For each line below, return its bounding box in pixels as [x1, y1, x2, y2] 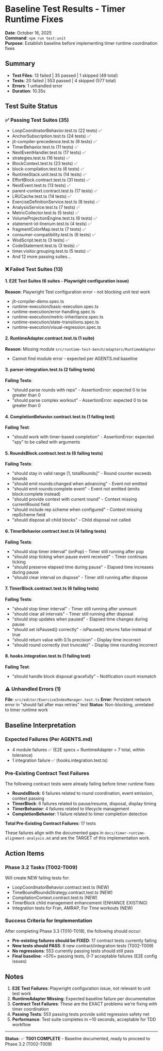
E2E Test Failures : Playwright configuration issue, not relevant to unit [12, 985, 151, 992]
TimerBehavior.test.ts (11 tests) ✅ [12, 144, 79, 150]
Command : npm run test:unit [5, 35, 66, 41]
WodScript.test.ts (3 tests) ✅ [12, 237, 69, 243]
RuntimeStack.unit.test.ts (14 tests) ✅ [12, 171, 87, 177]
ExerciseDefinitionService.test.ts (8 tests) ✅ [12, 199, 100, 205]
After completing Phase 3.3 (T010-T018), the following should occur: [5, 928, 142, 934]
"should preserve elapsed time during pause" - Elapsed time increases [12, 564, 154, 570]
